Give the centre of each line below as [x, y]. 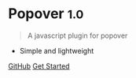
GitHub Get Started [39, 66]
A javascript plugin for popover [77, 35]
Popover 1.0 [46, 14]
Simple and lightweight [57, 50]
